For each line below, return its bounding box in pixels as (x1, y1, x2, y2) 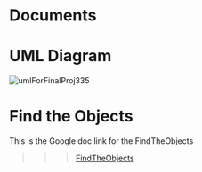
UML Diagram (9, 46, 112, 66)
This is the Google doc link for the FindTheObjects (9, 136, 194, 146)
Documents (9, 5, 97, 26)
